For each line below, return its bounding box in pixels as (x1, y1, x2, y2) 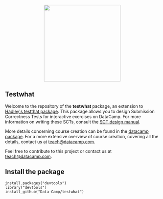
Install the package (5, 168, 65, 176)
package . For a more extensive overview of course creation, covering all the (5, 133, 159, 139)
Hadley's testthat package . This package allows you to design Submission (5, 108, 155, 114)
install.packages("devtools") (5, 180, 67, 186)
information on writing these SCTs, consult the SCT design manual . (5, 119, 140, 124)
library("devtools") (5, 185, 47, 190)
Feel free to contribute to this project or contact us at (5, 148, 112, 154)
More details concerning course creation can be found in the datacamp (5, 128, 149, 134)
